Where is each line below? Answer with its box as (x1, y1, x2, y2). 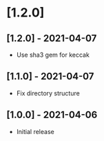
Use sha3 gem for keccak (16, 50, 90, 59)
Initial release (16, 127, 54, 135)
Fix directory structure (16, 88, 80, 97)
